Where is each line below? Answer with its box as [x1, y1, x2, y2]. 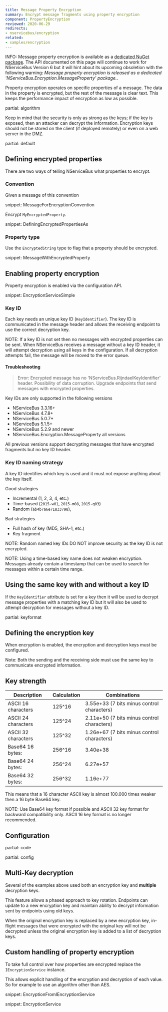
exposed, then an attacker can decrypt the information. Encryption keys [5, 120, 153, 126]
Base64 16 [7, 743, 34, 750]
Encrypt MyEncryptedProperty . [5, 211, 66, 217]
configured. [5, 647, 29, 653]
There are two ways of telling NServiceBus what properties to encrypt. [5, 168, 151, 174]
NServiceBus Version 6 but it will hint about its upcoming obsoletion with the [5, 64, 163, 70]
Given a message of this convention [5, 192, 79, 198]
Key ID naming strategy [5, 459, 63, 466]
